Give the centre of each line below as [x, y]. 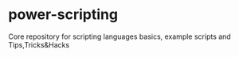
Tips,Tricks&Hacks [39, 44]
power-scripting [63, 15]
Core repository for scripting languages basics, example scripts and [119, 36]
